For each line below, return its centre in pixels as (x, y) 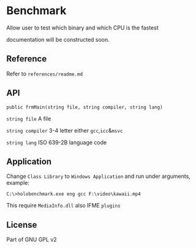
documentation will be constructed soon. (58, 39)
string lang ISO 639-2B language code (57, 142)
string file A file (29, 118)
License (22, 225)
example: (18, 183)
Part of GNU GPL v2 (32, 239)
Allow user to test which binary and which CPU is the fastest (83, 28)
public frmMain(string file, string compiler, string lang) (85, 107)
